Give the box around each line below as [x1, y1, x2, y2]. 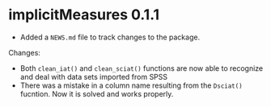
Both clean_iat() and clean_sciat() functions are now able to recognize [19, 63, 264, 73]
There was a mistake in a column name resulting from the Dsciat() [19, 80, 243, 90]
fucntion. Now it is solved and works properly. [19, 88, 174, 98]
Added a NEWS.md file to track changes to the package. [19, 32, 201, 42]
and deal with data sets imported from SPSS [19, 72, 168, 81]
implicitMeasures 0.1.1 [8, 6, 160, 24]
